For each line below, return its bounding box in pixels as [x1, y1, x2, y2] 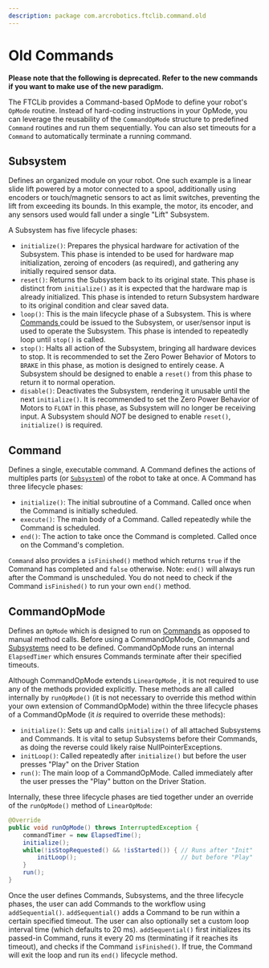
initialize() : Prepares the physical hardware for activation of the [19, 241, 239, 251]
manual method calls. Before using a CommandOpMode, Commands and [8, 635, 251, 643]
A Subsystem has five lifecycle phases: [8, 226, 138, 235]
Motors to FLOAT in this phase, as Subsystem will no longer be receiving [19, 403, 256, 413]
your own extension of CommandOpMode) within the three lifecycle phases [8, 701, 259, 711]
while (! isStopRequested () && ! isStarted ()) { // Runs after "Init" [22, 846, 253, 854]
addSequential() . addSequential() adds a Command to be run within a [8, 907, 240, 917]
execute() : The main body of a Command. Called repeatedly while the [19, 515, 251, 525]
